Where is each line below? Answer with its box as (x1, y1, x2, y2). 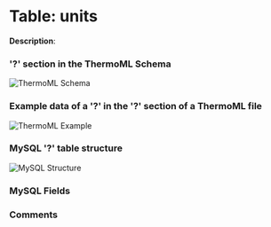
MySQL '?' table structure (9, 142, 123, 154)
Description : (9, 35, 56, 46)
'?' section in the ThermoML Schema (9, 58, 171, 70)
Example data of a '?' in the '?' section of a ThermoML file (9, 100, 262, 113)
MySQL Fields (9, 184, 71, 197)
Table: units (9, 6, 98, 27)
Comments (9, 208, 58, 221)
